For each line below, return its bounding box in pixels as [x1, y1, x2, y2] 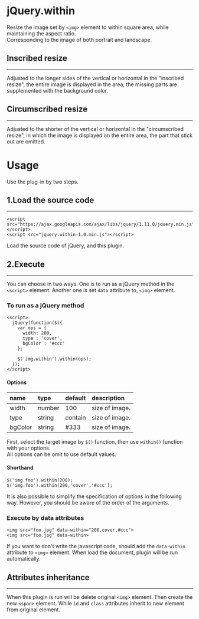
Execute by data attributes [6, 513, 84, 522]
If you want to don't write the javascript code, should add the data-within [6, 543, 185, 550]
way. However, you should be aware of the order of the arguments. [6, 499, 170, 506]
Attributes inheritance [6, 572, 90, 582]
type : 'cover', [22, 335, 63, 342]
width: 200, [22, 330, 52, 336]
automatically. [6, 555, 41, 562]
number [38, 404, 60, 412]
